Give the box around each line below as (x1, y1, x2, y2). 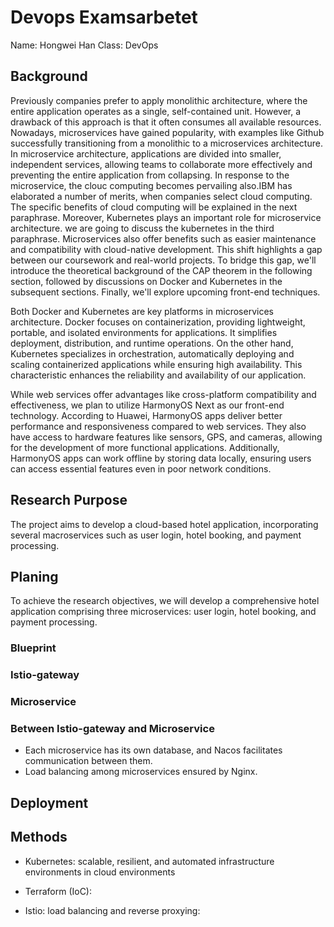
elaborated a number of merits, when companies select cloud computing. (10, 190, 313, 202)
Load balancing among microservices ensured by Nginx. (24, 766, 258, 778)
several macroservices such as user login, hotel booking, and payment (10, 529, 302, 541)
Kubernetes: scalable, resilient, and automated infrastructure (24, 855, 275, 867)
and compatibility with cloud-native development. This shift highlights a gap (10, 243, 323, 255)
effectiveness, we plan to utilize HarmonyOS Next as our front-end (10, 399, 285, 411)
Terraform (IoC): (24, 885, 93, 897)
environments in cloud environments (24, 866, 176, 878)
